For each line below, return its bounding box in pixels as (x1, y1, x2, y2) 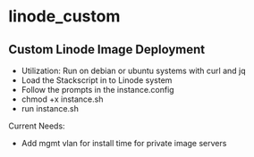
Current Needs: (8, 120, 65, 131)
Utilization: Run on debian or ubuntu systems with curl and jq (21, 65, 247, 76)
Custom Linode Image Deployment (8, 42, 206, 57)
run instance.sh (21, 103, 80, 113)
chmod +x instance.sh (21, 94, 104, 104)
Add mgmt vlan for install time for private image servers (21, 138, 227, 148)
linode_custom (8, 6, 121, 27)
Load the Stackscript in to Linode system (21, 75, 173, 86)
